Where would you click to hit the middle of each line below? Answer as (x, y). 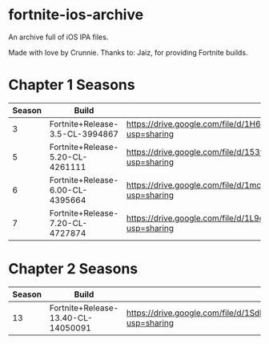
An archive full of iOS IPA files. (58, 37)
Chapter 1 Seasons (72, 85)
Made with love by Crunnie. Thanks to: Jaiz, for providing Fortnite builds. (128, 52)
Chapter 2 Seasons (73, 269)
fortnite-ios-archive (76, 15)
